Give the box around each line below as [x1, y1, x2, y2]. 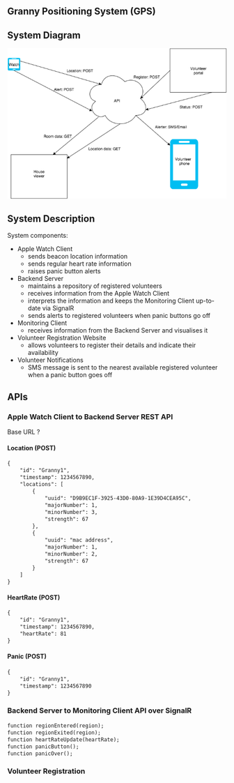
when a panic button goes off [27, 371, 113, 379]
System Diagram [7, 29, 81, 41]
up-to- [196, 296, 214, 305]
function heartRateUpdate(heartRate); [7, 736, 120, 743]
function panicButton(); [7, 743, 79, 750]
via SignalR [42, 304, 75, 312]
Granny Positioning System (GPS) [7, 6, 156, 17]
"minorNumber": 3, [44, 509, 98, 516]
